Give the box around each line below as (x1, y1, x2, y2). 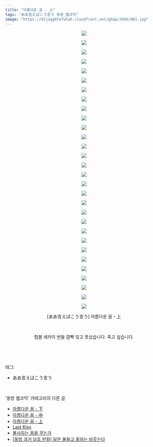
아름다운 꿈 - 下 (12, 406, 43, 412)
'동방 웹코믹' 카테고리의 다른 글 (5, 395, 65, 401)
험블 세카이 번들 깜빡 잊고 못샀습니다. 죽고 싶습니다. (34, 334, 134, 340)
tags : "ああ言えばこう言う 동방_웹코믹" (5, 12, 78, 17)
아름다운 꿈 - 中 (12, 412, 43, 418)
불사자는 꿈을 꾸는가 (12, 430, 51, 436)
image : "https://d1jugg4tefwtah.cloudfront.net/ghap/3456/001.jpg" (5, 17, 149, 22)
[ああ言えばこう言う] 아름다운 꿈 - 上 (46, 313, 121, 319)
